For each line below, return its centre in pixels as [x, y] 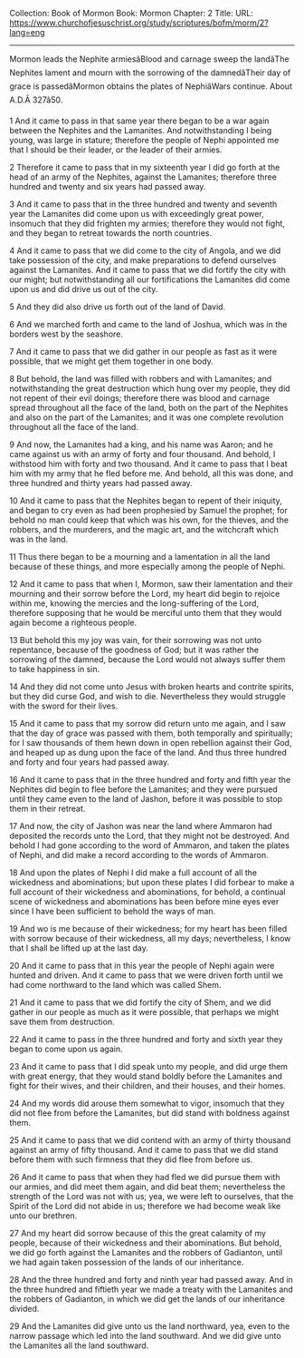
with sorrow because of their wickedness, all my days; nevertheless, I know [150, 938]
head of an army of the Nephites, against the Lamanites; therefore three [143, 177]
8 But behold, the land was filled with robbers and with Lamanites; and [141, 379]
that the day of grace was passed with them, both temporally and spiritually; [151, 733]
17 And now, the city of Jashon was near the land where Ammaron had [141, 826]
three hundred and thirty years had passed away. [101, 483]
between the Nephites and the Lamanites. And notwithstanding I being [141, 130]
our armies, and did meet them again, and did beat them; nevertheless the [147, 1187]
